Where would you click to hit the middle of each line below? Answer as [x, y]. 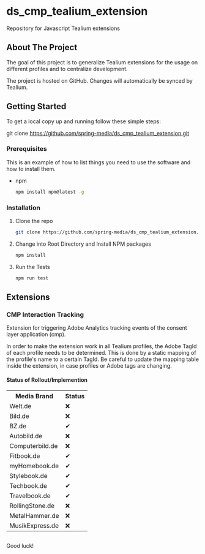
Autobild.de [26, 436]
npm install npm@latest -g [50, 192]
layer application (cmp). [36, 335]
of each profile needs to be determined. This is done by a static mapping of [102, 353]
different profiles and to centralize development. [67, 69]
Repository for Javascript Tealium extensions [63, 28]
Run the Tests [32, 267]
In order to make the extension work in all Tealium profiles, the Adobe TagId [102, 346]
